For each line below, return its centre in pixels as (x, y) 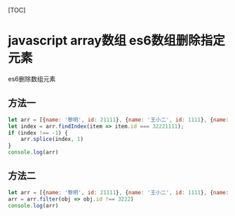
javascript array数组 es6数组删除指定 (116, 41)
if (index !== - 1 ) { (38, 133)
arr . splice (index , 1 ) (52, 140)
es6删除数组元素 (32, 79)
